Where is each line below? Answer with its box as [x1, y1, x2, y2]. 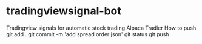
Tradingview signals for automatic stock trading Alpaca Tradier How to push [6, 24, 197, 31]
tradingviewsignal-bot [6, 4, 121, 18]
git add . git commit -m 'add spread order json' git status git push [6, 30, 169, 37]
